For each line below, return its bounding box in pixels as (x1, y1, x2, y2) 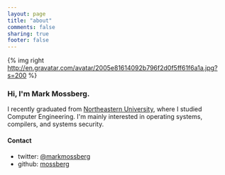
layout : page (7, 10, 46, 18)
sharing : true (7, 30, 50, 38)
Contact (7, 136, 32, 145)
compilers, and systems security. (7, 120, 104, 128)
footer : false (7, 37, 50, 44)
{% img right (7, 56, 45, 64)
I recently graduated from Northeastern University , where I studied (7, 105, 202, 113)
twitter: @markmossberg (17, 152, 91, 160)
